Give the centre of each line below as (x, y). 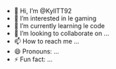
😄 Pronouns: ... (37, 51)
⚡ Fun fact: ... (33, 59)
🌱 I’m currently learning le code (59, 26)
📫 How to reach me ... (46, 41)
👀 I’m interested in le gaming (55, 18)
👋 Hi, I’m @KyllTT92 (43, 11)
